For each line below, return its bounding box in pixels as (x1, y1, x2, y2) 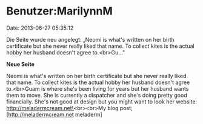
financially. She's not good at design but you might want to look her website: (6, 98, 198, 105)
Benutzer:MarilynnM (6, 4, 113, 18)
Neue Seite (6, 60, 35, 68)
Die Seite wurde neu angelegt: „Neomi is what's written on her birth (6, 36, 175, 43)
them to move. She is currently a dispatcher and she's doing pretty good (6, 91, 187, 99)
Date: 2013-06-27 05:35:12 (6, 24, 74, 31)
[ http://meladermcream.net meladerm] (6, 111, 103, 118)
